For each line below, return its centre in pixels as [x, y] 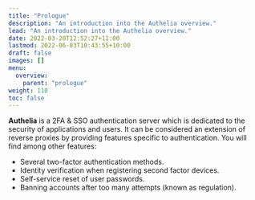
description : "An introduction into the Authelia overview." [113, 23]
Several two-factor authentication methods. [92, 162]
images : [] [26, 61]
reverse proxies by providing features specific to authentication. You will [127, 138]
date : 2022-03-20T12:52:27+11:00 [64, 38]
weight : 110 [28, 90]
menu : [17, 68]
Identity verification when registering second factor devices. [119, 170]
